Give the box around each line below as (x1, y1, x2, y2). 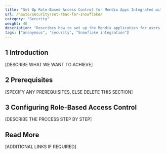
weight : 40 (5, 21, 28, 26)
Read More (5, 130, 40, 139)
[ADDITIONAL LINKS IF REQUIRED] (5, 144, 77, 150)
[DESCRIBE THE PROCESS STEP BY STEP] (5, 116, 92, 122)
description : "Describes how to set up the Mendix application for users (5, 26, 161, 31)
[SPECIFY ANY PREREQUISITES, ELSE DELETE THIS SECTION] (5, 89, 133, 95)
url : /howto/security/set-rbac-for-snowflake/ (5, 12, 103, 17)
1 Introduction (5, 48, 48, 57)
